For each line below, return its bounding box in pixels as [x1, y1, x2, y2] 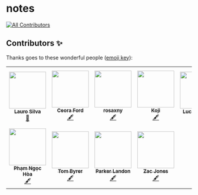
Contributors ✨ [6, 38, 63, 48]
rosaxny [103, 107, 123, 114]
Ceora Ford [57, 107, 84, 114]
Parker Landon [95, 167, 131, 174]
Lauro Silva [14, 108, 41, 115]
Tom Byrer [58, 167, 83, 174]
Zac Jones [143, 167, 169, 174]
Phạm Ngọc [14, 164, 42, 171]
